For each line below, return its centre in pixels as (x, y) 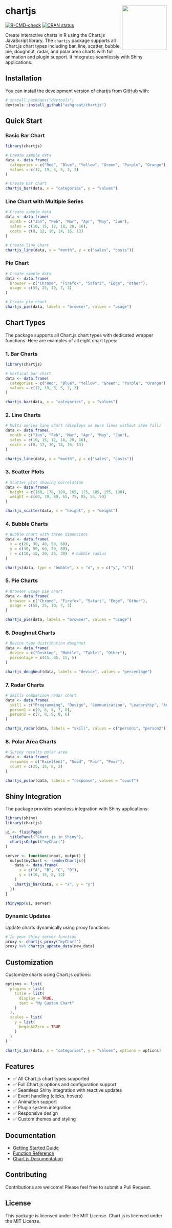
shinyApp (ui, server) (28, 903)
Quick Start (24, 121)
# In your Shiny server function (41, 937)
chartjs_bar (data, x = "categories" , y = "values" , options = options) (83, 1050)
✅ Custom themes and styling (44, 1119)
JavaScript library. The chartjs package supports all (61, 40)
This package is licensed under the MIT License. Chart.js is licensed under (84, 1215)
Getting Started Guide (36, 1148)
